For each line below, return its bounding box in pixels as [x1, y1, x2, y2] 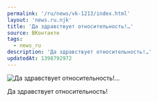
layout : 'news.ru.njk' [7, 17, 72, 23]
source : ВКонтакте [7, 29, 60, 37]
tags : [7, 36, 23, 43]
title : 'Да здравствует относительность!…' [7, 23, 134, 30]
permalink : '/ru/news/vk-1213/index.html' [7, 10, 131, 17]
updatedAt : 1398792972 [7, 55, 72, 62]
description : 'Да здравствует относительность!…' [7, 49, 153, 56]
